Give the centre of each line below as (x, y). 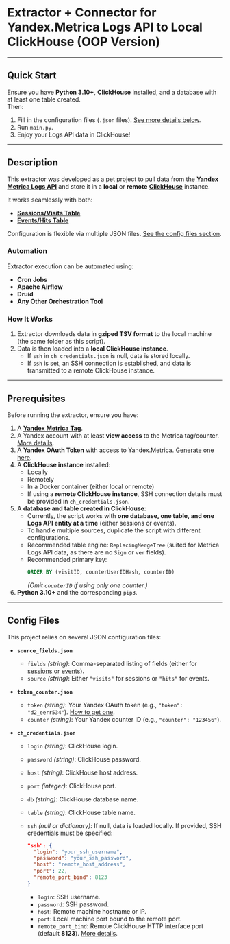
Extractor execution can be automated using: (71, 266)
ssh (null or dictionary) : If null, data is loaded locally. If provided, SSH (124, 825)
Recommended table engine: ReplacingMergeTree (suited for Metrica (123, 545)
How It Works (30, 319)
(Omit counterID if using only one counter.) (88, 585)
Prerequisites (36, 398)
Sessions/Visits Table (49, 213)
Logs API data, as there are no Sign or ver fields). (97, 552)
